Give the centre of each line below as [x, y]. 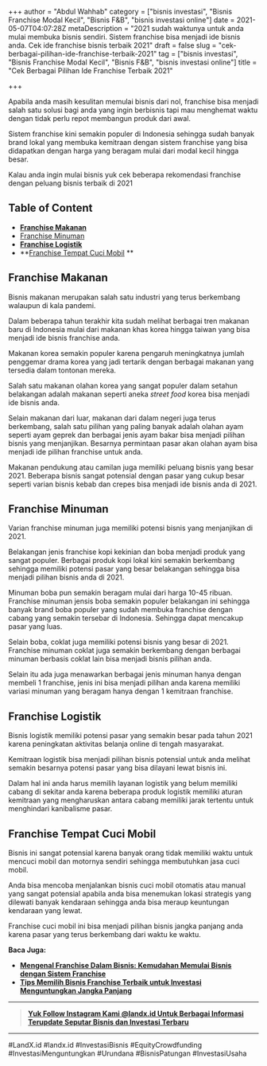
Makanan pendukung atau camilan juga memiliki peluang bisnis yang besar [131, 467]
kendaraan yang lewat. [46, 911]
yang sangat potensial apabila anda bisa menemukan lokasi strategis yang [130, 894]
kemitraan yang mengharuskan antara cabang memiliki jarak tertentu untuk [131, 800]
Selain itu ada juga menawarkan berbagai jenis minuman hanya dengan [125, 674]
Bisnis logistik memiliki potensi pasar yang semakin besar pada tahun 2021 [130, 736]
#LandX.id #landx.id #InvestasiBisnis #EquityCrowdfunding [105, 1045]
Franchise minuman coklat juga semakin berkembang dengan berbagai [124, 650]
